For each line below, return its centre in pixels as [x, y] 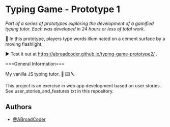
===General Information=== [35, 63]
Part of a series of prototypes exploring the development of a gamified [80, 23]
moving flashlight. [24, 44]
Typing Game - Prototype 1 [63, 9]
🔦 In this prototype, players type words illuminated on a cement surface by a [85, 39]
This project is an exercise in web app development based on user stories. [83, 85]
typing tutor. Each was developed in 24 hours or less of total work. [75, 28]
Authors [19, 107]
